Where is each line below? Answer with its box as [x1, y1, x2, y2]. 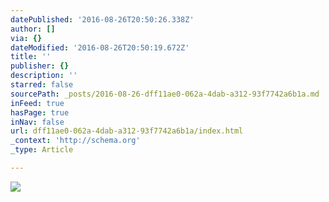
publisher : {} [10, 61, 70, 71]
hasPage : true [10, 107, 70, 118]
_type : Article [10, 145, 74, 155]
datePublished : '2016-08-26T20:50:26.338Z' [10, 14, 195, 25]
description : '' [10, 71, 78, 81]
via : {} [10, 33, 43, 43]
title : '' [10, 52, 52, 62]
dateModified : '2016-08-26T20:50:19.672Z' [10, 42, 190, 53]
